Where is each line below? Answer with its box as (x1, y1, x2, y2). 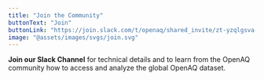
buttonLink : (8, 26, 47, 34)
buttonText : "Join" (8, 19, 72, 27)
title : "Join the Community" (8, 11, 104, 20)
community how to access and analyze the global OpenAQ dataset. (8, 64, 226, 73)
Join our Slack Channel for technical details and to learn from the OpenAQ (8, 55, 251, 64)
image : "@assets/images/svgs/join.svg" (8, 33, 139, 42)
